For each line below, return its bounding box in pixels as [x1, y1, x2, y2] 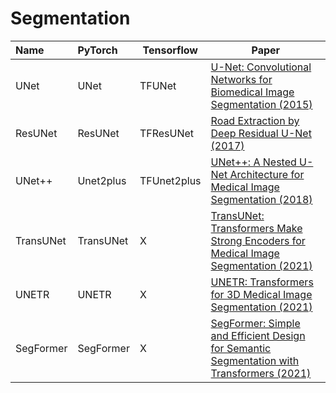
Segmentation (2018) [210, 192, 313, 206]
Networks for [210, 72, 273, 86]
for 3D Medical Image [210, 287, 313, 301]
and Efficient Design [210, 328, 306, 342]
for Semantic [210, 341, 272, 355]
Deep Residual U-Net [210, 126, 312, 140]
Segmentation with [210, 353, 300, 367]
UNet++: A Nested [210, 155, 297, 169]
